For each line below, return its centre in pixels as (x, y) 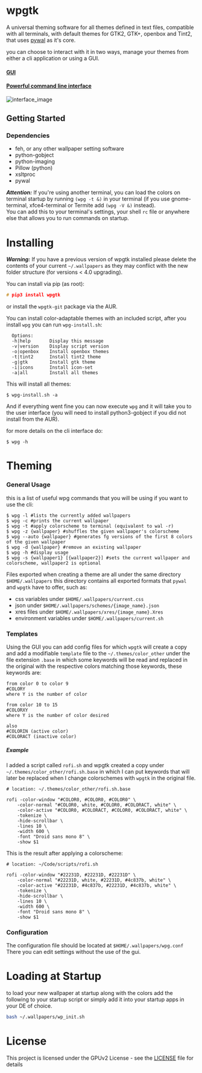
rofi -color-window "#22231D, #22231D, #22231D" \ (71, 875)
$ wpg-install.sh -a (32, 395)
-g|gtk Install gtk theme (54, 362)
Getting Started (36, 118)
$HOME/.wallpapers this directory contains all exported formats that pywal (96, 580)
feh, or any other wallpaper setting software (70, 149)
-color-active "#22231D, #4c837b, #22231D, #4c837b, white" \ (97, 885)
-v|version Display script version (61, 346)
